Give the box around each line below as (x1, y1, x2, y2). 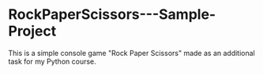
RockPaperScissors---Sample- (8, 6, 216, 24)
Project (8, 22, 57, 40)
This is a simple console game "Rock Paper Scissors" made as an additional (8, 48, 255, 57)
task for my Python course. (8, 57, 96, 66)
